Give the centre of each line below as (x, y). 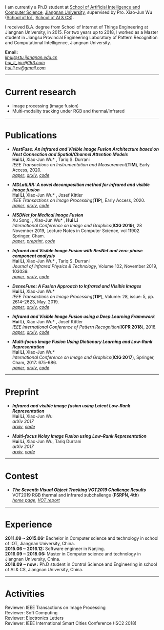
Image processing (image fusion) (45, 105)
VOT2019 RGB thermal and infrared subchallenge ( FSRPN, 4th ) (75, 495)
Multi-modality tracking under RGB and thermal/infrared (68, 111)
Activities (25, 594)
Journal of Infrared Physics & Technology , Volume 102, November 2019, (85, 266)
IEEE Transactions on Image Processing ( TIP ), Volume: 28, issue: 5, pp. (83, 296)
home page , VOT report (36, 500)
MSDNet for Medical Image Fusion (48, 215)
